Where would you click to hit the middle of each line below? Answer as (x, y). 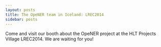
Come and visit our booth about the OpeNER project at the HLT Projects (81, 34)
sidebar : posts (21, 19)
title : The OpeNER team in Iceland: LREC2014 (54, 15)
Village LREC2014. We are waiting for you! (49, 39)
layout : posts (20, 10)
